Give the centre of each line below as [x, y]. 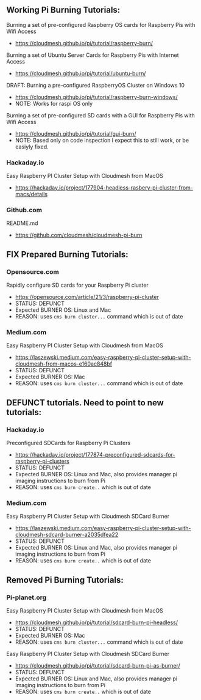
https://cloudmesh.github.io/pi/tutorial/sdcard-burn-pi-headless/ [97, 622]
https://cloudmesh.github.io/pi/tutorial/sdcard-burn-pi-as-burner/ [98, 666]
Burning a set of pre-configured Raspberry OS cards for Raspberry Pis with [101, 24]
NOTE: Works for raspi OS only [54, 103]
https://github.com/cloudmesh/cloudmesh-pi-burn [79, 235]
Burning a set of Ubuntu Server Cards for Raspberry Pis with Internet [93, 55]
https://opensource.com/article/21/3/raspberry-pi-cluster [87, 297]
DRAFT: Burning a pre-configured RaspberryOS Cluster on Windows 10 [95, 85]
